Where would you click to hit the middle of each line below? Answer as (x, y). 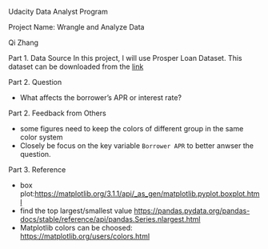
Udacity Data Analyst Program (58, 12)
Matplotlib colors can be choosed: (76, 228)
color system (41, 137)
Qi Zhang (23, 42)
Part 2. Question (35, 82)
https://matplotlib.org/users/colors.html (85, 236)
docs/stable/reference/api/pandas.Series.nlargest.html (110, 219)
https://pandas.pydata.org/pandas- (192, 211)
